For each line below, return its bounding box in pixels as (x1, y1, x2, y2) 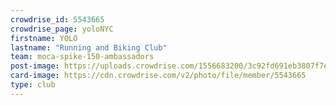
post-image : (10, 61, 60, 71)
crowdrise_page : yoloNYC (10, 24, 114, 34)
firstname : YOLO (10, 33, 78, 43)
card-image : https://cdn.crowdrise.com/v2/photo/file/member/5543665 (10, 71, 307, 81)
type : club (10, 80, 56, 90)
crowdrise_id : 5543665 (10, 14, 105, 25)
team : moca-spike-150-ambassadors (10, 52, 155, 62)
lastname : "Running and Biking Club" (10, 42, 168, 53)
